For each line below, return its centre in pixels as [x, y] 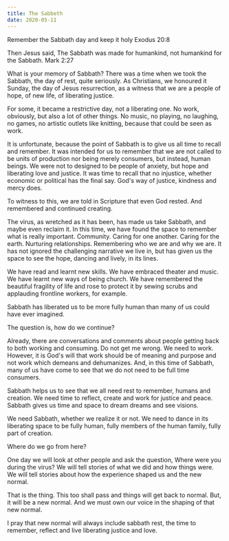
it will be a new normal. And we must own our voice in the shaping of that [111, 502]
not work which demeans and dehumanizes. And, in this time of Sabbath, [111, 362]
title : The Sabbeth [35, 13]
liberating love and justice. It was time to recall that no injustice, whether [109, 173]
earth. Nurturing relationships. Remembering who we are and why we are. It [115, 243]
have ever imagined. [36, 314]
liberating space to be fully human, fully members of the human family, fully [114, 426]
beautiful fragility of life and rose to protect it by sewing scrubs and [102, 286]
